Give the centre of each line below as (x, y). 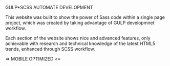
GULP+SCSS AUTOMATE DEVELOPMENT (49, 7)
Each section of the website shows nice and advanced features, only (78, 38)
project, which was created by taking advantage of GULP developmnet (80, 23)
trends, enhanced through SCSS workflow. (50, 49)
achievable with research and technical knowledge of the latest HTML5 (80, 43)
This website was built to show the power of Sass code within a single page (85, 17)
